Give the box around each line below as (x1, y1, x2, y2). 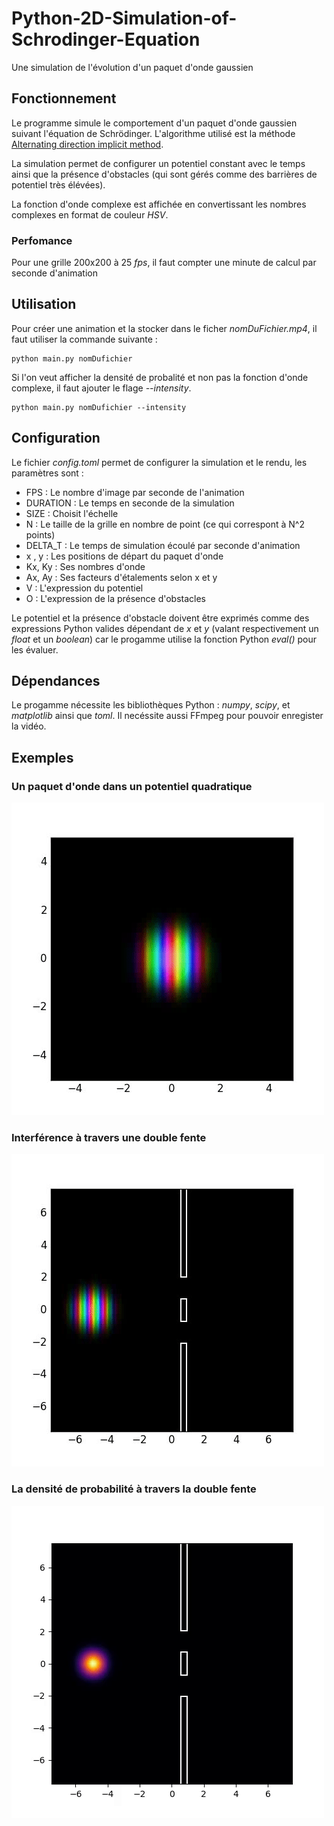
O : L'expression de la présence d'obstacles (25, 592, 207, 604)
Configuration (11, 430, 101, 447)
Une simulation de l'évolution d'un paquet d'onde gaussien (11, 61, 254, 73)
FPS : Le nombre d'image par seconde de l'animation (25, 486, 245, 498)
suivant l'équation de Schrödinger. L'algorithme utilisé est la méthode (11, 127, 296, 139)
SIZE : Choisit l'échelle (25, 507, 119, 519)
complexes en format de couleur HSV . (11, 208, 169, 221)
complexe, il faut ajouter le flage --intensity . (11, 382, 192, 394)
